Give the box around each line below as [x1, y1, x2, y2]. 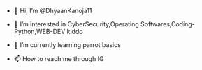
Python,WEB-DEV [13, 28, 66, 35]
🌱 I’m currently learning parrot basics [13, 41, 121, 49]
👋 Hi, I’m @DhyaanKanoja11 [13, 7, 92, 15]
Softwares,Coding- [140, 20, 196, 28]
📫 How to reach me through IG [13, 55, 104, 62]
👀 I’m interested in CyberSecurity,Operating [13, 20, 140, 28]
